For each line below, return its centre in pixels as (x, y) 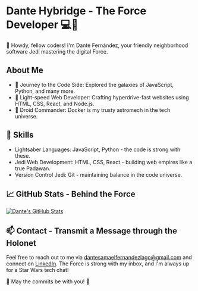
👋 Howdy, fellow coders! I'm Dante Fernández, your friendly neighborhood (97, 45)
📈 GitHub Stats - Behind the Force (71, 194)
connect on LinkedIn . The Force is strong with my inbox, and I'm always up (98, 264)
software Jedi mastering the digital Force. (57, 51)
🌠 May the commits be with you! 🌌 (48, 281)
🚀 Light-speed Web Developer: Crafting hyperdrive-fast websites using (102, 97)
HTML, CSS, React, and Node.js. (54, 104)
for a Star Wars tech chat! (37, 270)
